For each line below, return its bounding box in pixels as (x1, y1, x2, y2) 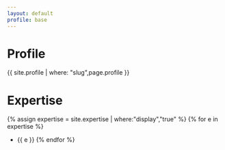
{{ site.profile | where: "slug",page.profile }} (7, 68, 130, 77)
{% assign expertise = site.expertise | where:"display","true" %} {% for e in (7, 115, 219, 123)
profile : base (7, 16, 48, 23)
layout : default (7, 10, 53, 17)
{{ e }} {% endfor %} (16, 136, 75, 144)
